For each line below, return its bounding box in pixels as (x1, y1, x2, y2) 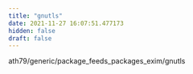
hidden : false (8, 27, 56, 35)
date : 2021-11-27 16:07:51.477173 (8, 19, 125, 27)
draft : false (8, 34, 52, 43)
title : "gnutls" (8, 11, 63, 20)
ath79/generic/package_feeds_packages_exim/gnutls (8, 56, 186, 66)
